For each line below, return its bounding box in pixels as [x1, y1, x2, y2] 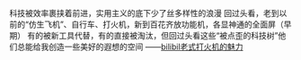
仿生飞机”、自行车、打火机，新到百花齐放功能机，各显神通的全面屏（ [28, 19, 285, 30]
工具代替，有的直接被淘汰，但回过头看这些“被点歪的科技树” [58, 30, 279, 40]
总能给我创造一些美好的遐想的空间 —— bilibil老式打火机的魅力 [16, 41, 244, 52]
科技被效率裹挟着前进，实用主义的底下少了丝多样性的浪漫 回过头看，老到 [9, 8, 279, 18]
